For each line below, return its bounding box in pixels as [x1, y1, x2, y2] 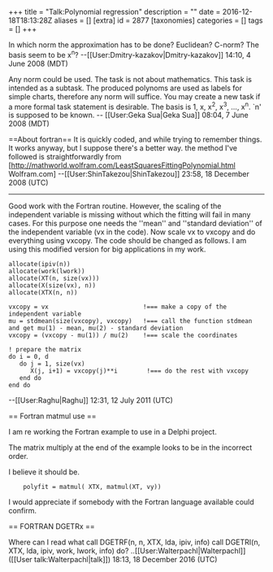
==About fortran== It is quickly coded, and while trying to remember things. [8, 134, 262, 145]
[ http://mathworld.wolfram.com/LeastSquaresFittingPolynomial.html [8, 160, 236, 170]
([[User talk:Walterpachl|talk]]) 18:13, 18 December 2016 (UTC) [8, 555, 218, 565]
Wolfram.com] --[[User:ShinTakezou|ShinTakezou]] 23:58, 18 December [8, 169, 249, 179]
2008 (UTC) [8, 178, 49, 188]
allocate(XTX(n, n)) [8, 289, 79, 297]
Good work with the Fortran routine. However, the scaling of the [8, 201, 222, 211]
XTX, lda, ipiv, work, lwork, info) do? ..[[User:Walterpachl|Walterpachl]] [8, 546, 246, 556]
